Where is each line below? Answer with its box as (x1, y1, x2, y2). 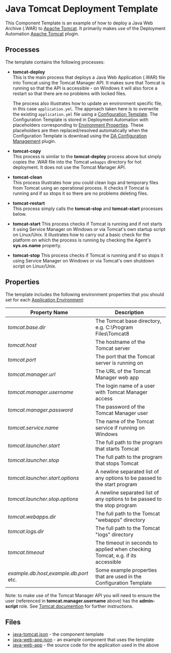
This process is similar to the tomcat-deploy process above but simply (12, 153, 162, 159)
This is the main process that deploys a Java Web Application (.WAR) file (12, 74, 165, 80)
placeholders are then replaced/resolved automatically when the (12, 127, 148, 133)
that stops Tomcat (95, 460, 139, 467)
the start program (95, 481, 137, 488)
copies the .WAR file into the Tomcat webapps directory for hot (12, 159, 141, 165)
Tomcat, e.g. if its (95, 552, 136, 559)
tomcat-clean (12, 174, 42, 180)
